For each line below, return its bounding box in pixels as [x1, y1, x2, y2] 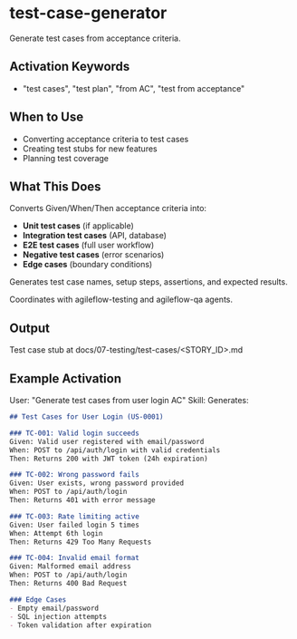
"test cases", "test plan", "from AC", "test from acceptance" [22, 82, 245, 93]
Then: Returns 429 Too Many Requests [9, 537, 152, 547]
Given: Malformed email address [9, 562, 131, 571]
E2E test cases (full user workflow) [22, 239, 155, 251]
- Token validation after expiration [9, 620, 152, 630]
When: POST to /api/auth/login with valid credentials [9, 445, 221, 455]
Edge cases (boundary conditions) [22, 259, 153, 270]
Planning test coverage [22, 152, 109, 163]
